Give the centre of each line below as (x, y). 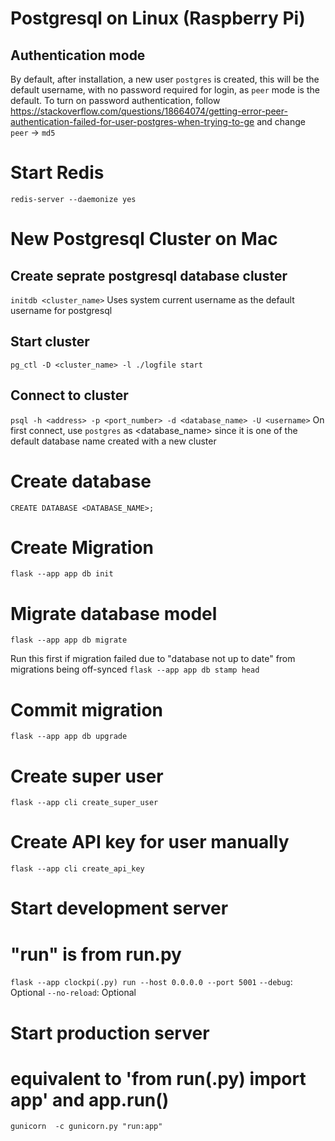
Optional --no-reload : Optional (73, 993)
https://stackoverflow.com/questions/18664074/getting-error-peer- (149, 111)
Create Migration (82, 547)
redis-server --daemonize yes (73, 199)
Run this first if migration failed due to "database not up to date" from (153, 659)
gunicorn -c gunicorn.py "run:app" (86, 1127)
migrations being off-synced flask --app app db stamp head (135, 669)
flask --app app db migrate (69, 640)
